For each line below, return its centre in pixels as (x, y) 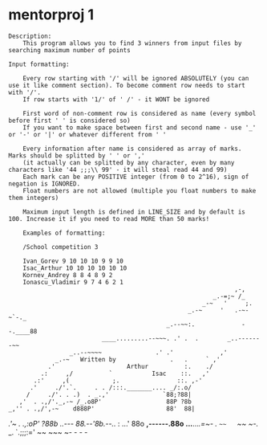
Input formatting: (39, 64)
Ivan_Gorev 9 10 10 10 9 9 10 (73, 261)
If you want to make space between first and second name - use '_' (140, 127)
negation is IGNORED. (44, 184)
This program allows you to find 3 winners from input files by (132, 43)
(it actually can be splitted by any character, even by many (129, 162)
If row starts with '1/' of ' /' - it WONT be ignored (116, 99)
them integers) (34, 198)
